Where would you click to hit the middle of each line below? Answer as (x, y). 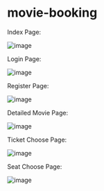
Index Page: (24, 32)
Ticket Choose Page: (37, 140)
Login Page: (24, 59)
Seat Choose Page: (35, 166)
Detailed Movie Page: (37, 113)
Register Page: (28, 85)
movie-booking (52, 13)
